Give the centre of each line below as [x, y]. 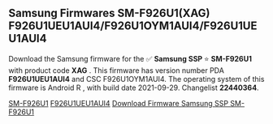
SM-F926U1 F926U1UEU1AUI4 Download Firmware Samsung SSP [119, 103]
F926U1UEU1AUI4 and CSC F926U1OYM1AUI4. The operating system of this [136, 79]
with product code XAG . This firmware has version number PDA [117, 70]
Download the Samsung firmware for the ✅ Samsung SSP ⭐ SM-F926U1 [130, 58]
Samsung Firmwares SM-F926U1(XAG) [109, 13]
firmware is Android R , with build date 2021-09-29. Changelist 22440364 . [134, 88]
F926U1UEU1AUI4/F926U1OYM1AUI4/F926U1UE [133, 26]
